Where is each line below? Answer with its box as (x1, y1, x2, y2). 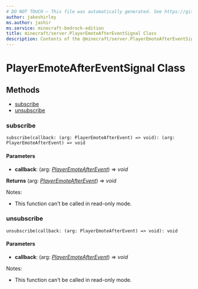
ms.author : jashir (6, 19, 51, 25)
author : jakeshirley (6, 14, 57, 20)
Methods (6, 85, 40, 95)
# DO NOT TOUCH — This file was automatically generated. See (6, 8, 162, 15)
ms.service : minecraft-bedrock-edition (6, 25, 104, 31)
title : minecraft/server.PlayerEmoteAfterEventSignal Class (6, 31, 157, 37)
